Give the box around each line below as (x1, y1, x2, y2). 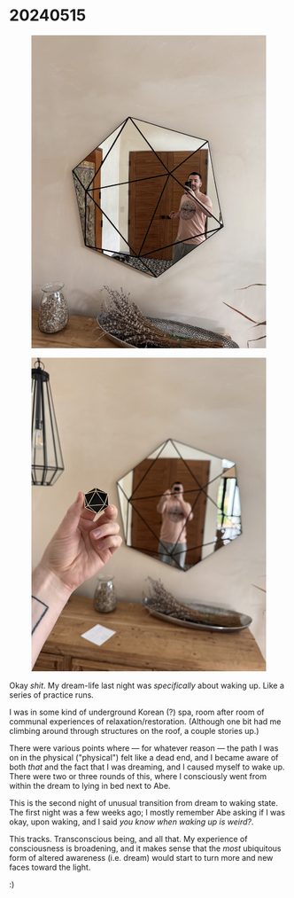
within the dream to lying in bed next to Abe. (9, 780, 171, 791)
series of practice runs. (9, 689, 95, 700)
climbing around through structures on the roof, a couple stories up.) (9, 725, 259, 736)
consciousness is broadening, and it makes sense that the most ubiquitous (9, 843, 282, 854)
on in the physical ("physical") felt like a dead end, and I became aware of (9, 752, 279, 762)
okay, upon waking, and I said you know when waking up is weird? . (9, 816, 254, 827)
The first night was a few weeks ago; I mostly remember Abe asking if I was (9, 807, 286, 817)
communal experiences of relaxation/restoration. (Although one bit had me (9, 715, 282, 727)
